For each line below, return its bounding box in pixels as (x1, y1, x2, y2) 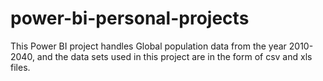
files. (10, 61, 31, 73)
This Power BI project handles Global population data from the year (10, 40, 287, 52)
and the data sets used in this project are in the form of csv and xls (36, 50, 313, 62)
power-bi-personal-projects (10, 7, 250, 30)
